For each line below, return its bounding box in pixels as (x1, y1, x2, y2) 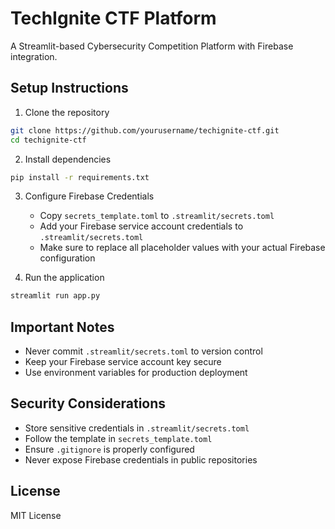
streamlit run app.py (10, 291, 101, 301)
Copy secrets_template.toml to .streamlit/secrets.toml (39, 210, 275, 222)
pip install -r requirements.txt (10, 172, 150, 182)
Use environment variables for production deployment (24, 367, 248, 379)
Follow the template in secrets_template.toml (24, 432, 213, 444)
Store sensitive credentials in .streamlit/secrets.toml (24, 422, 250, 434)
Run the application (24, 272, 105, 284)
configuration (39, 252, 96, 264)
